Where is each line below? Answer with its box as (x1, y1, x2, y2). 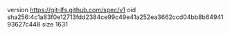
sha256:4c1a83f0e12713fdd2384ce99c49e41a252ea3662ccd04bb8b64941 (7, 13, 224, 21)
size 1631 (42, 20, 68, 28)
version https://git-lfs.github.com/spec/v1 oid (7, 6, 136, 14)
